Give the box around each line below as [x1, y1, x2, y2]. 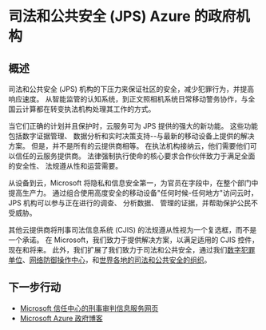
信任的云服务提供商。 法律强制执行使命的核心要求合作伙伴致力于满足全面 [14, 151, 256, 161]
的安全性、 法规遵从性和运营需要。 [8, 161, 122, 170]
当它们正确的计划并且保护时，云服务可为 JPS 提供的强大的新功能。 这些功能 [8, 121, 258, 130]
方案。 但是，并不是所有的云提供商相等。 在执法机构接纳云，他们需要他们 [8, 141, 250, 150]
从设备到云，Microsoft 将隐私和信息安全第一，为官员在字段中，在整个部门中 [8, 178, 259, 188]
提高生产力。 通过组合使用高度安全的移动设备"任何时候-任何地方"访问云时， [8, 189, 258, 197]
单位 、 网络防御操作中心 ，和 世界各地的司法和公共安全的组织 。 [8, 255, 212, 264]
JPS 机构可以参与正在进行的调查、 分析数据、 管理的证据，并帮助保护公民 [8, 198, 252, 208]
